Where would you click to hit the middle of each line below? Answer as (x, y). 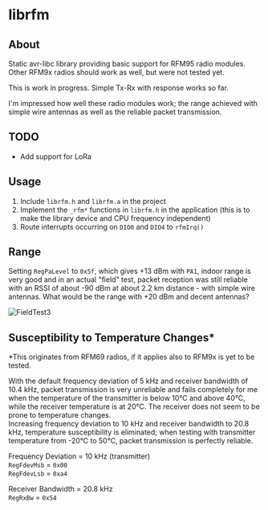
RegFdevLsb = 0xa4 (38, 473)
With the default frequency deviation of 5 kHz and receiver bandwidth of (128, 381)
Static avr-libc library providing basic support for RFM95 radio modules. (127, 63)
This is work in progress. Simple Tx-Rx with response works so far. (118, 88)
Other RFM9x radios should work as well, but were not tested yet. (116, 72)
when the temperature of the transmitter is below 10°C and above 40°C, (127, 398)
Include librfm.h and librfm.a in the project (93, 201)
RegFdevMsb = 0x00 (38, 465)
